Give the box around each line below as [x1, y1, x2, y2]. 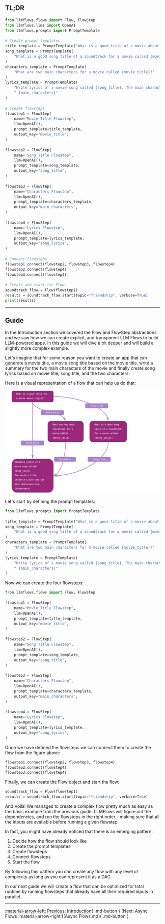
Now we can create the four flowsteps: [5, 580, 84, 586]
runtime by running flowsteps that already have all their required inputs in [5, 889, 153, 894]
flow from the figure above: [5, 750, 60, 756]
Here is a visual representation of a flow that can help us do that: [5, 380, 136, 386]
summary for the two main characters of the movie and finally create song [5, 365, 155, 371]
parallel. [5, 894, 22, 900]
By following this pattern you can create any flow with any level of [5, 869, 138, 875]
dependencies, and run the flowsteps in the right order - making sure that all [5, 814, 160, 820]
